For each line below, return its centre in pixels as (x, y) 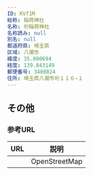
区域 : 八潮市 (23, 53)
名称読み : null (27, 33)
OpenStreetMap (56, 162)
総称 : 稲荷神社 (26, 20)
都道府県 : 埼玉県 (28, 46)
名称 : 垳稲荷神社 (28, 26)
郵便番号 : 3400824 (32, 72)
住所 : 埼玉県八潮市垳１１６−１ (45, 78)
